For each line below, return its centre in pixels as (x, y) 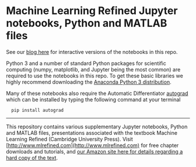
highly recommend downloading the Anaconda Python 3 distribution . (89, 82)
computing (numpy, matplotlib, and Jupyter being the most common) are (93, 69)
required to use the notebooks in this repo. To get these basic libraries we (95, 76)
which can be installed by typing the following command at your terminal (93, 99)
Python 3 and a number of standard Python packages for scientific (86, 63)
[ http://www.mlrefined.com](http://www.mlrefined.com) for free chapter (92, 145)
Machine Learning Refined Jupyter (92, 11)
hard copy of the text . (32, 158)
